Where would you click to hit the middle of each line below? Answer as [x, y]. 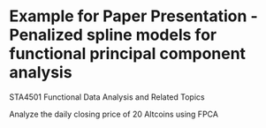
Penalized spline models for [113, 35]
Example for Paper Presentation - [133, 16]
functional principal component [127, 54]
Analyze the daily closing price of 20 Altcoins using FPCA [114, 114]
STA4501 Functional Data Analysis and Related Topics [107, 97]
